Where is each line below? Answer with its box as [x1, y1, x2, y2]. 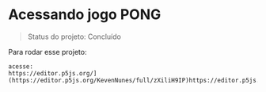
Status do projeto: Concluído [27, 32, 121, 41]
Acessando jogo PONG [8, 6, 161, 24]
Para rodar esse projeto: [8, 47, 87, 56]
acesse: [8, 62, 34, 71]
